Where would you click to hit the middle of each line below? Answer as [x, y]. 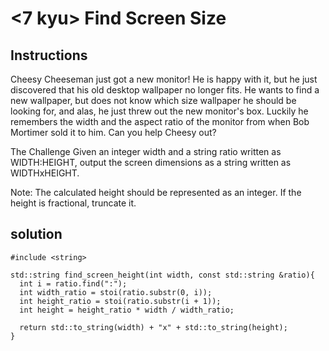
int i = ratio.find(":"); [73, 283]
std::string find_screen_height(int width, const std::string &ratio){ [162, 275]
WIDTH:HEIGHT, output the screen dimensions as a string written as [151, 162]
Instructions [49, 55]
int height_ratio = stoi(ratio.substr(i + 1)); [120, 301]
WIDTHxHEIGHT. [45, 173]
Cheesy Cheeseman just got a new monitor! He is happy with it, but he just [164, 79]
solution [36, 234]
